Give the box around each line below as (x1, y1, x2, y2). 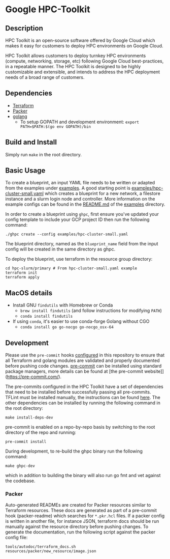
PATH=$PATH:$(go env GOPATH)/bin (20, 124, 91, 129)
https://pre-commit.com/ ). (7, 374, 62, 380)
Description (5, 24, 43, 33)
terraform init (5, 270, 38, 275)
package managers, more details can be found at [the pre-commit (5, 368, 144, 375)
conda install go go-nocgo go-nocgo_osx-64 (20, 325, 114, 330)
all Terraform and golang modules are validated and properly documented (5, 357, 160, 364)
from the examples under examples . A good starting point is (5, 185, 131, 191)
